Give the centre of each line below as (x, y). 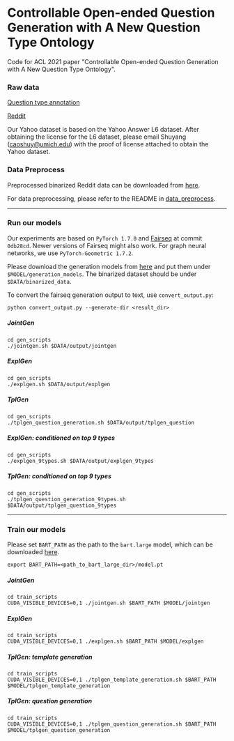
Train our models (37, 529)
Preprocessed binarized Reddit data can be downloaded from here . (104, 185)
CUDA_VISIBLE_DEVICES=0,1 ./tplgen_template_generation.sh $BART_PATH (112, 680)
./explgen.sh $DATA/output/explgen (59, 384)
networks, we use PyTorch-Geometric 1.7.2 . (70, 253)
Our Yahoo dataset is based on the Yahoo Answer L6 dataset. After (103, 130)
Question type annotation (44, 102)
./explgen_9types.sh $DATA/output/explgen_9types (81, 461)
